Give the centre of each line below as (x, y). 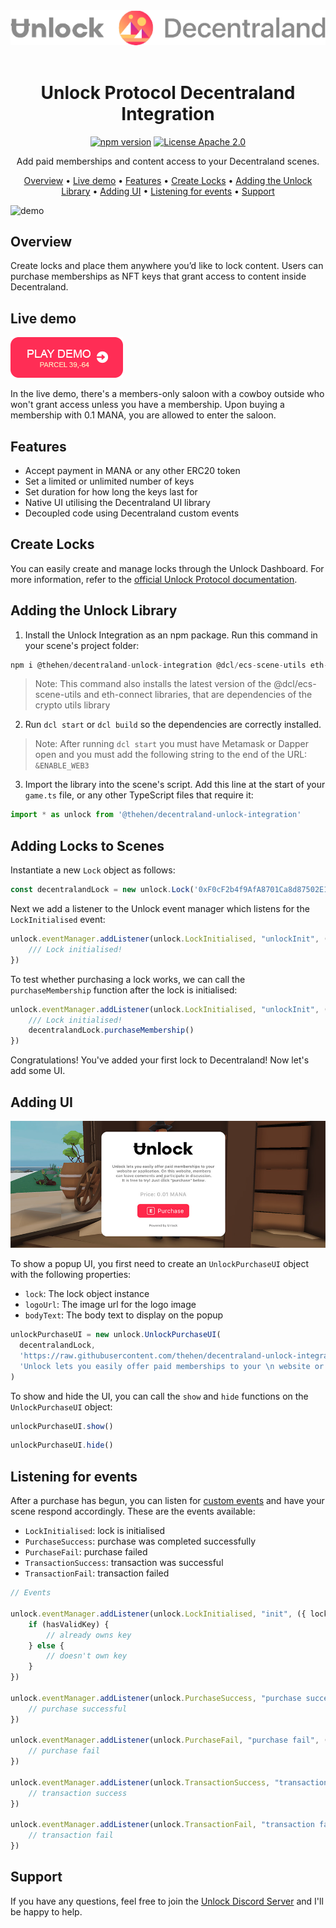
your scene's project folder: (82, 645)
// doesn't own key (87, 1656)
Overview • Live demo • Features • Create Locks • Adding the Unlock (168, 180)
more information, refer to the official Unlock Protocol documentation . (154, 579)
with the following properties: (71, 1275)
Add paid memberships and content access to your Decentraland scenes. (168, 161)
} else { (46, 1645)
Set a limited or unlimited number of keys (109, 481)
